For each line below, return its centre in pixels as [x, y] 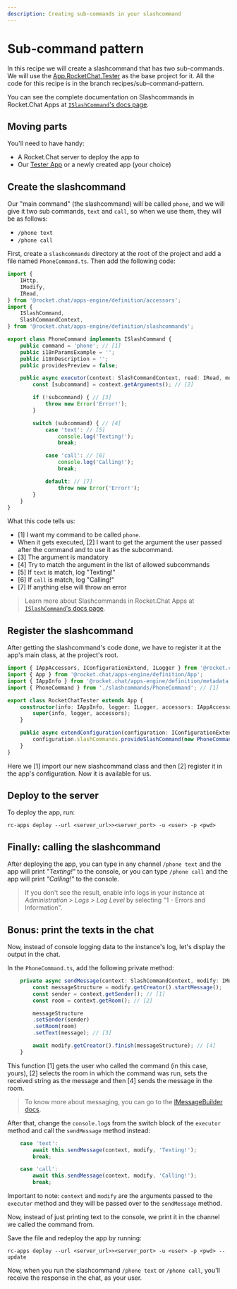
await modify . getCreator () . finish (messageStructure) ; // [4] [124, 1046]
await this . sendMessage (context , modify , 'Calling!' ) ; [115, 1176]
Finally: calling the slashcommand [84, 847]
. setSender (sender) [61, 1020]
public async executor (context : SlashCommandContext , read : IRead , [121, 378]
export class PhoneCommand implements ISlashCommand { [90, 339]
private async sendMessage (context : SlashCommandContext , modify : [120, 981]
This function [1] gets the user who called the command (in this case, [108, 1065]
